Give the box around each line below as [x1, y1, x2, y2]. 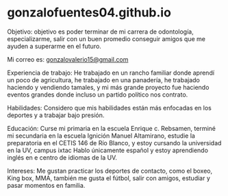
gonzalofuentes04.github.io [7, 5, 171, 21]
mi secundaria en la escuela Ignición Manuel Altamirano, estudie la [7, 132, 195, 140]
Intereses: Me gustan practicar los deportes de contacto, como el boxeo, [7, 167, 213, 175]
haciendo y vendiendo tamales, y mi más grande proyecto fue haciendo [7, 83, 210, 91]
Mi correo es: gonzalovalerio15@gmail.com [7, 55, 129, 63]
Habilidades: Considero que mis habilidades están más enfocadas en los [7, 103, 212, 112]
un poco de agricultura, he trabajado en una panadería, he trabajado [7, 75, 201, 84]
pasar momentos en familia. [7, 181, 86, 189]
